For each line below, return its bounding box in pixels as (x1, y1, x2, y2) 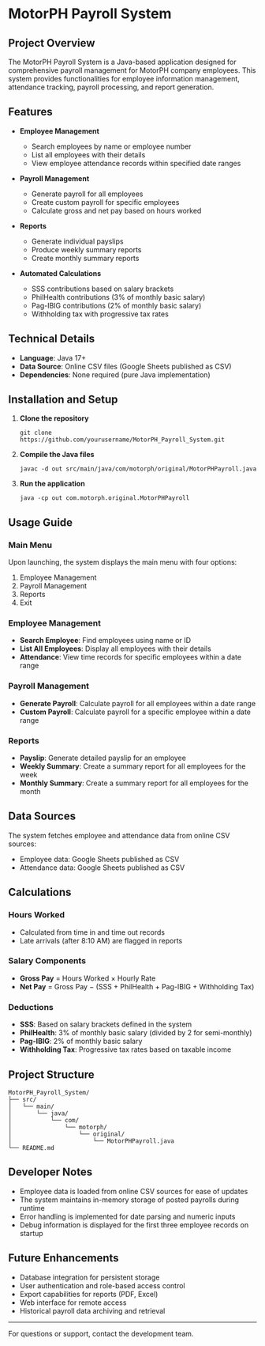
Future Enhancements (8, 1251, 120, 1265)
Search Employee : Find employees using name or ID (19, 636, 192, 645)
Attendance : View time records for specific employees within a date (19, 652, 242, 662)
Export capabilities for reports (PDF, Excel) (19, 1289, 159, 1299)
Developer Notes (8, 1166, 93, 1179)
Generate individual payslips (31, 236, 124, 246)
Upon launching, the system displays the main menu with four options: (8, 558, 237, 567)
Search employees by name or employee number (31, 142, 192, 151)
